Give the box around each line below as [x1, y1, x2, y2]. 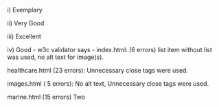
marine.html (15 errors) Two [7, 93, 86, 101]
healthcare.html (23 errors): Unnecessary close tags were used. [7, 67, 189, 74]
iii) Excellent [7, 32, 41, 40]
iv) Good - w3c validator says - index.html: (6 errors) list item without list [7, 46, 213, 53]
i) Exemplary [7, 6, 43, 14]
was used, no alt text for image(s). [7, 53, 104, 61]
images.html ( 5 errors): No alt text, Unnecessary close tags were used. [7, 80, 209, 88]
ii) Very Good [7, 19, 45, 27]
